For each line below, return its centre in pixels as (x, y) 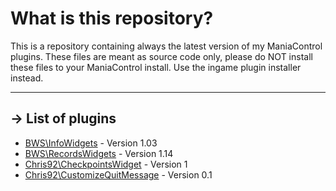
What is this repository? (112, 18)
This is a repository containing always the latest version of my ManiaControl (166, 46)
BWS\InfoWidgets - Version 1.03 (91, 143)
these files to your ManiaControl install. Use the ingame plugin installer (156, 67)
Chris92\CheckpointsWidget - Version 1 (106, 164)
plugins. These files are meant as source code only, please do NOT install (161, 56)
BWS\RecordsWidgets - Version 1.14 (99, 153)
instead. (27, 78)
